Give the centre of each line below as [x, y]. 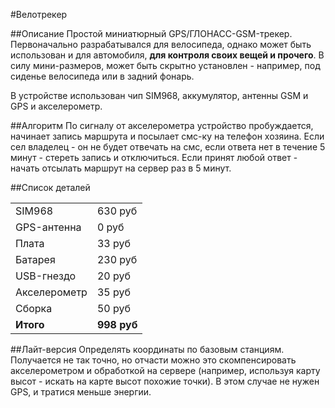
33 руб [113, 243]
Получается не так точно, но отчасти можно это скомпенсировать [153, 360]
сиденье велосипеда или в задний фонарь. [102, 76]
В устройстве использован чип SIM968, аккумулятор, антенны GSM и [159, 95]
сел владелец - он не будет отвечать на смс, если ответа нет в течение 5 [168, 147]
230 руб [117, 259]
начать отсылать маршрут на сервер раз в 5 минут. [121, 168]
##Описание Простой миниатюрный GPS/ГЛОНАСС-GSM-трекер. [151, 33]
